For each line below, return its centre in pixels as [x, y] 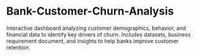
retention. [18, 47]
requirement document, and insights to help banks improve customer [92, 41]
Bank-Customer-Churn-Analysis [90, 11]
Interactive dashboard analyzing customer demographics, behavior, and [96, 28]
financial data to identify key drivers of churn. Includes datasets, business [98, 34]
